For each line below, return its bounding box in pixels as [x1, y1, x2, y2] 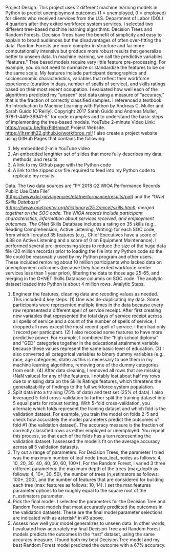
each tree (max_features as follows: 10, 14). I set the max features [12, 482, 151, 488]
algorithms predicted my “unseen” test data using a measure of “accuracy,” [5, 92, 165, 98]
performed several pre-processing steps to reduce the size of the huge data [5, 243, 166, 249]
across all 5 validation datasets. [12, 444, 79, 450]
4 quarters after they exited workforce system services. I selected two [5, 21, 154, 27]
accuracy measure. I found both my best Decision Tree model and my [12, 537, 160, 543]
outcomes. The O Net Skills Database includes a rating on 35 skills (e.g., [5, 221, 156, 227]
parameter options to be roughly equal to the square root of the [12, 488, 147, 493]
